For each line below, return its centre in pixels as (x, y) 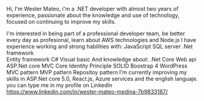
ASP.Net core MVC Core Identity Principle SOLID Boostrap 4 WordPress (97, 66)
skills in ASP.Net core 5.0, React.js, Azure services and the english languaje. (102, 79)
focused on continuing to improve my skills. (61, 22)
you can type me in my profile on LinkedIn (59, 85)
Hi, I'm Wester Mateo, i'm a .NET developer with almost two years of (93, 9)
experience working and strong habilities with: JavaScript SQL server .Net (100, 46)
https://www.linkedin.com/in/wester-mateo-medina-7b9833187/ (87, 92)
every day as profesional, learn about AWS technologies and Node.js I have (101, 40)
